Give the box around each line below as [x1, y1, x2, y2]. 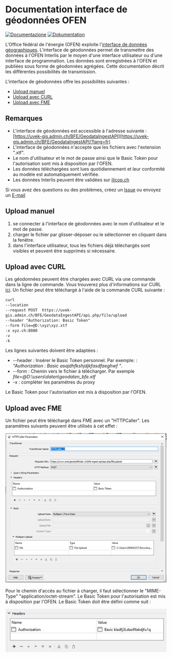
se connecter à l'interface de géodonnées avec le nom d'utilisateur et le [12, 220, 165, 226]
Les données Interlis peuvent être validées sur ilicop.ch [12, 177, 130, 183]
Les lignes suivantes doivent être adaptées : [5, 347, 98, 354]
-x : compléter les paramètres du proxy [12, 379, 96, 385]
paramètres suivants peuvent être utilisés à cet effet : [5, 423, 118, 429]
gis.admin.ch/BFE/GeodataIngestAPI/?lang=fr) [12, 138, 111, 144]
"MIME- [144, 587, 161, 594]
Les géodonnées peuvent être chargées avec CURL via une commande [5, 276, 156, 282]
